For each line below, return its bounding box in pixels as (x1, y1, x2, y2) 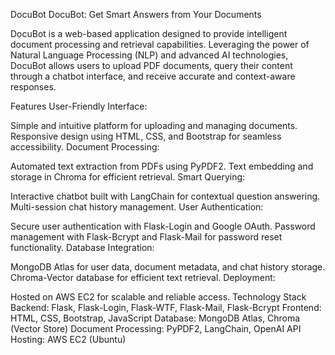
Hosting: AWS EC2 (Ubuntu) (10, 334, 127, 345)
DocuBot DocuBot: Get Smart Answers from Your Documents (10, 9, 262, 20)
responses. (10, 81, 57, 93)
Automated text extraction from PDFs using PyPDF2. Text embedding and (10, 160, 314, 172)
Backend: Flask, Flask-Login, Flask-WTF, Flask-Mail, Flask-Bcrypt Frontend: (10, 302, 322, 313)
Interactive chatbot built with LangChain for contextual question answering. (10, 190, 321, 202)
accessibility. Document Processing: (10, 141, 160, 153)
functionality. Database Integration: (10, 242, 155, 253)
